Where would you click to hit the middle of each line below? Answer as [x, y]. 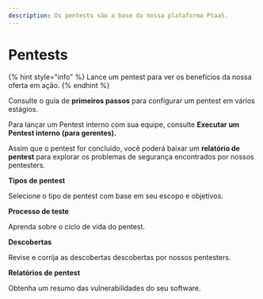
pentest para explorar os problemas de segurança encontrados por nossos [131, 156]
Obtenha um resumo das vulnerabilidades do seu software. [105, 288]
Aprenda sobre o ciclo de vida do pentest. [76, 226]
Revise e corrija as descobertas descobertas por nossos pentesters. [120, 257]
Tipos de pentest [37, 180]
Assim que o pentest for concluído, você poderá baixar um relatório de [124, 148]
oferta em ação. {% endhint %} [59, 85]
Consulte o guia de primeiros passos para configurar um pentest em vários [131, 101]
